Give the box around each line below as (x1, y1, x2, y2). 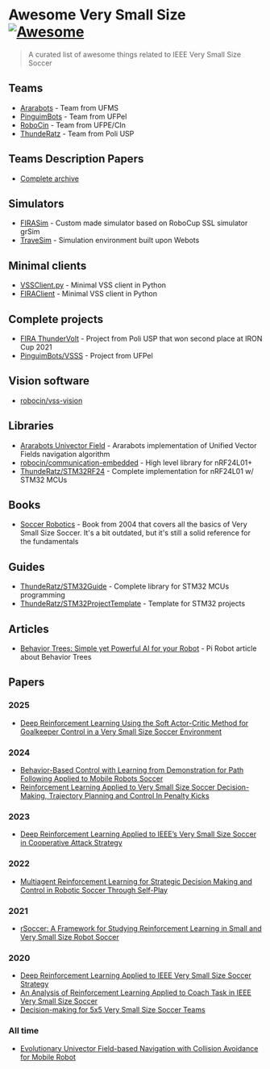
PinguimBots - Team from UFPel (19, 111, 127, 121)
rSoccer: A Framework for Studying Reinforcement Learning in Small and (19, 923, 262, 933)
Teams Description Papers (8, 152, 144, 166)
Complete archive (19, 174, 79, 183)
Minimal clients (8, 258, 87, 272)
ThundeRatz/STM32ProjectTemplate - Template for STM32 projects (19, 599, 246, 609)
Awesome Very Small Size (8, 6, 187, 24)
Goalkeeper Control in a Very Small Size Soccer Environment (19, 727, 222, 736)
